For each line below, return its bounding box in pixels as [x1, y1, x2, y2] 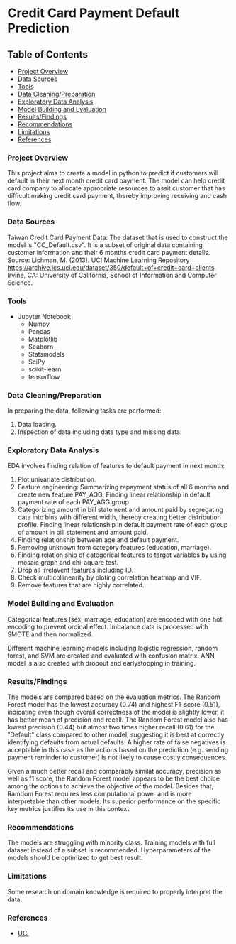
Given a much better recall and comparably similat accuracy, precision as [7, 767, 222, 776]
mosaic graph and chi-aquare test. [17, 558, 119, 567]
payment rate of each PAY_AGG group [17, 498, 130, 506]
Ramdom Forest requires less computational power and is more [7, 790, 193, 798]
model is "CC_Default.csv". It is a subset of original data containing [7, 240, 203, 249]
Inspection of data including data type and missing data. [17, 428, 182, 436]
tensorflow [28, 372, 60, 381]
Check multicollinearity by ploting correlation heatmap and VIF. [17, 573, 202, 582]
